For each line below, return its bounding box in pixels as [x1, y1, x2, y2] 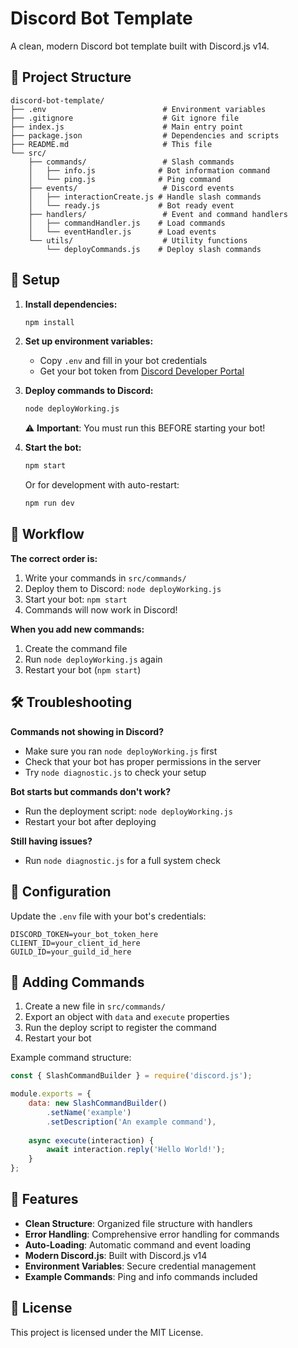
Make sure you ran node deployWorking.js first [24, 745, 218, 757]
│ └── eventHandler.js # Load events [28, 227, 217, 237]
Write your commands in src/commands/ [24, 572, 187, 584]
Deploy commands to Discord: [24, 385, 154, 397]
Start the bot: [24, 442, 82, 454]
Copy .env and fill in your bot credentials [39, 355, 208, 367]
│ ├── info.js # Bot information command [28, 165, 271, 176]
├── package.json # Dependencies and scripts [10, 130, 280, 141]
